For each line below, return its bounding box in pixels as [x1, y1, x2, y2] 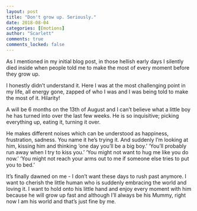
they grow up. [6, 70, 40, 77]
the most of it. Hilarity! [6, 94, 60, 101]
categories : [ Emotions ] [6, 25, 65, 31]
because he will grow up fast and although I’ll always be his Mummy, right [6, 191, 186, 199]
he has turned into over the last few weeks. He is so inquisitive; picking [6, 112, 179, 119]
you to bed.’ [6, 161, 35, 168]
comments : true [6, 36, 44, 42]
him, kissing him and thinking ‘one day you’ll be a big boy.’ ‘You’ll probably [6, 142, 187, 150]
